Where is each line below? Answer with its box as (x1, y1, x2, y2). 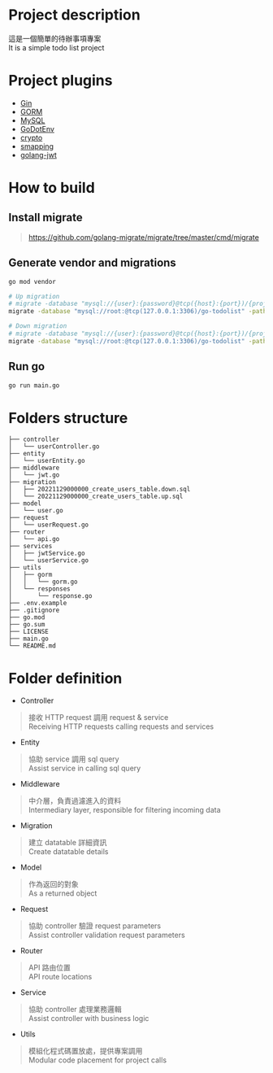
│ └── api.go (8, 535, 60, 543)
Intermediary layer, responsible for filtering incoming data (28, 805, 221, 815)
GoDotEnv (19, 124, 55, 133)
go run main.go (8, 381, 60, 390)
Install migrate (8, 211, 83, 225)
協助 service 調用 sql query (28, 754, 119, 764)
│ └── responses (8, 585, 71, 593)
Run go (8, 360, 45, 373)
